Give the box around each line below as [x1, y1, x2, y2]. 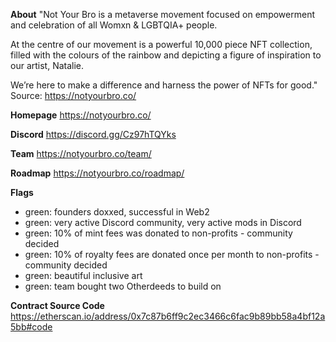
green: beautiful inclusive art [24, 270, 143, 281]
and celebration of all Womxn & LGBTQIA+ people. [10, 19, 218, 31]
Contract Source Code [10, 300, 105, 311]
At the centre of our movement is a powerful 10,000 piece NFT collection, [10, 39, 313, 50]
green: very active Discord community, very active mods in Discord [24, 217, 302, 228]
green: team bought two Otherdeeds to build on [24, 280, 222, 292]
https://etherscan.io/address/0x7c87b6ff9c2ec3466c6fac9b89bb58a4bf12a [10, 310, 326, 322]
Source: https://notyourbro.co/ [10, 90, 137, 101]
